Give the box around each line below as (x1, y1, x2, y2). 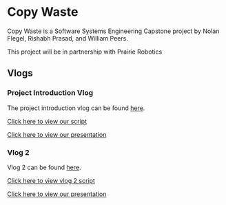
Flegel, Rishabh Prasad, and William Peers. (7, 34, 129, 42)
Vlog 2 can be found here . (7, 163, 81, 171)
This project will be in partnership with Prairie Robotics (7, 47, 163, 56)
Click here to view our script (7, 117, 88, 125)
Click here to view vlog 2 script (7, 176, 95, 184)
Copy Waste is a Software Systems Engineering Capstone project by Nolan (7, 27, 220, 35)
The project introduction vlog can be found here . (7, 104, 145, 112)
